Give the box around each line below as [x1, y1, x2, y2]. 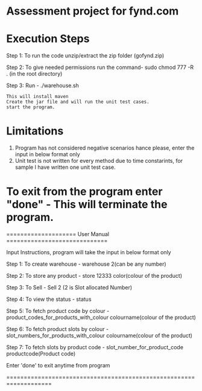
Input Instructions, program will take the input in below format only [6, 249, 171, 255]
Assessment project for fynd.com [6, 4, 179, 18]
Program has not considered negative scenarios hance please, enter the [14, 144, 195, 152]
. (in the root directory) [6, 70, 63, 77]
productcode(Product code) [6, 350, 76, 357]
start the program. [6, 104, 55, 110]
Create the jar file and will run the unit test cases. [6, 99, 150, 105]
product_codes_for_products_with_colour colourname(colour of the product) [6, 314, 196, 321]
